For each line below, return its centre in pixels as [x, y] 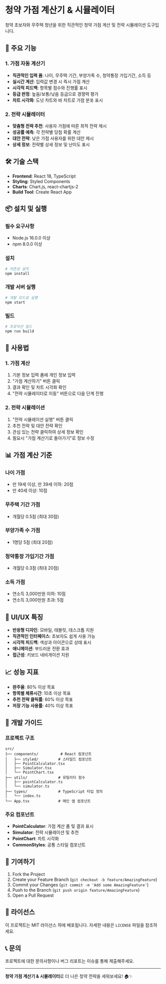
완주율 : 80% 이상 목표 [34, 687]
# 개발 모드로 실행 [21, 298]
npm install [17, 273]
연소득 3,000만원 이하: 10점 [39, 594]
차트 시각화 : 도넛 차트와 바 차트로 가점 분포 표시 [58, 100]
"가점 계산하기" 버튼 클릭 [36, 381]
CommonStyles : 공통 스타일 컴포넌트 [49, 845]
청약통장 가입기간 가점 [30, 556]
